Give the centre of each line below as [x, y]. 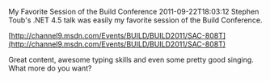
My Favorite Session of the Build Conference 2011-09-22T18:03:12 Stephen [134, 12]
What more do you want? [50, 68]
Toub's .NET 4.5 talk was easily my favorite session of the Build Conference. [135, 20]
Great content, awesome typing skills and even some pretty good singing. [131, 60]
